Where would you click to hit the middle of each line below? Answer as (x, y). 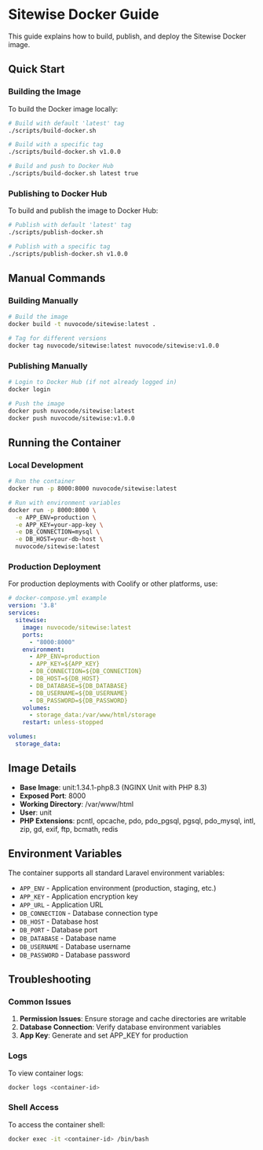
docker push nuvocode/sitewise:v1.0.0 (71, 418)
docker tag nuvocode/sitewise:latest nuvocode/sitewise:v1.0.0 (114, 346)
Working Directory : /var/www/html (77, 804)
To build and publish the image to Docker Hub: (83, 211)
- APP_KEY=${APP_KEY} (64, 664)
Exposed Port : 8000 (53, 796)
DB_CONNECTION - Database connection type (89, 913)
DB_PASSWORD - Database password (75, 954)
